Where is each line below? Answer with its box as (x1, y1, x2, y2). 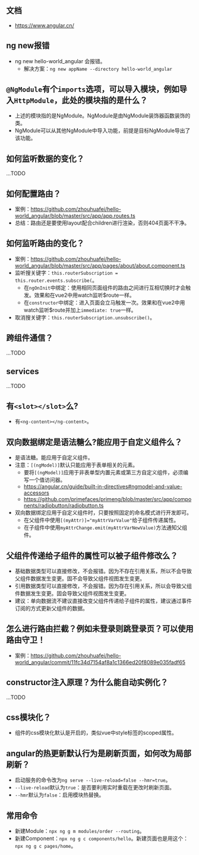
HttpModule (14, 97, 55, 105)
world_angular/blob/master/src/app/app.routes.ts (14, 212, 135, 219)
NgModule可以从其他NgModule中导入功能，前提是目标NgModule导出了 (14, 127, 191, 134)
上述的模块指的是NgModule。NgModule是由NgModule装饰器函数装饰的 (14, 112, 191, 119)
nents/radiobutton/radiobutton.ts (23, 502, 104, 509)
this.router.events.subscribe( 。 (14, 276, 98, 284)
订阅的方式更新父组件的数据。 (14, 604, 88, 612)
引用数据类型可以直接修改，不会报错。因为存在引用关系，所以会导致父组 (14, 582, 192, 589)
